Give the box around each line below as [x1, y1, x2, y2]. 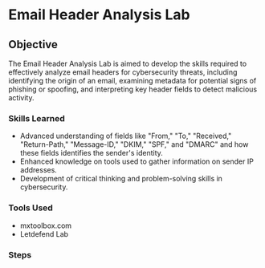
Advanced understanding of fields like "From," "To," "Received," [19, 131, 232, 141]
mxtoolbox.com [19, 221, 72, 230]
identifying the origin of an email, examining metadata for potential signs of [8, 76, 257, 85]
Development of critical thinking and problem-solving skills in [19, 174, 223, 184]
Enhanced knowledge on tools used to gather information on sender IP [19, 156, 255, 166]
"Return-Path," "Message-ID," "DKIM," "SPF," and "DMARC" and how [19, 140, 249, 149]
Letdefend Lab [19, 229, 69, 238]
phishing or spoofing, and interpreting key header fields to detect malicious [8, 84, 258, 94]
